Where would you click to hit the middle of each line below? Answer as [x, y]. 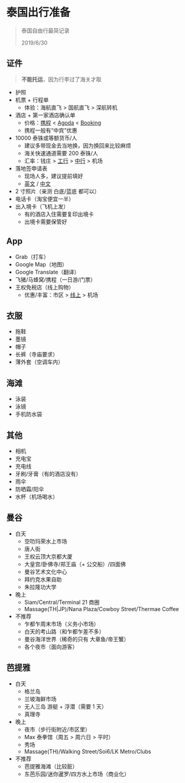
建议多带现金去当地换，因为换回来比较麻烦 [78, 145]
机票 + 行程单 [32, 100]
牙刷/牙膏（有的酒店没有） [48, 474]
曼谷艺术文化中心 [46, 572]
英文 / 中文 [37, 183]
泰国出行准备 [39, 12]
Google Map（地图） [41, 264]
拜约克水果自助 [43, 579]
